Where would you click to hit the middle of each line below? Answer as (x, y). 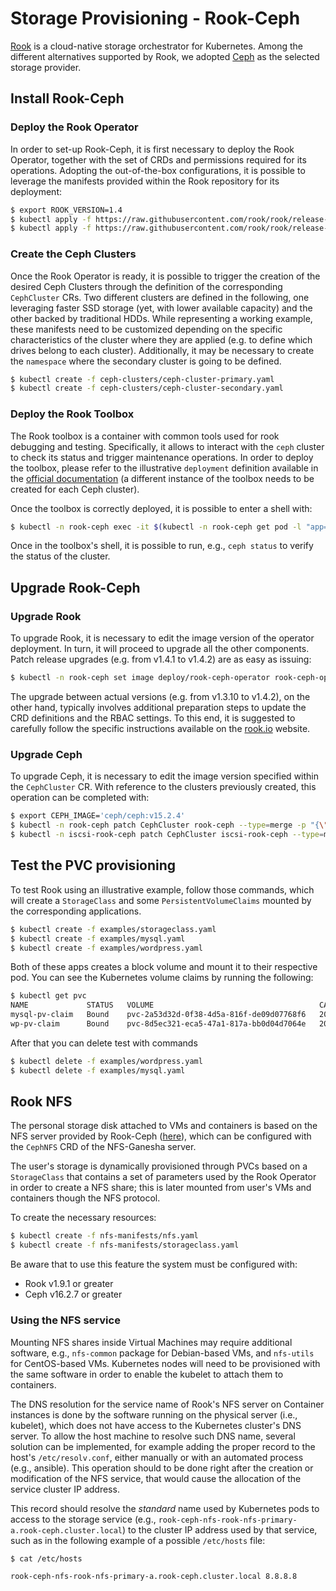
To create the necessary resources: (83, 1218)
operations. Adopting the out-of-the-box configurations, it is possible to (158, 170)
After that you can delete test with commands (104, 1043)
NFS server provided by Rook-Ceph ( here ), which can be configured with (161, 1136)
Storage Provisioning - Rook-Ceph (155, 18)
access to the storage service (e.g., (83, 1519)
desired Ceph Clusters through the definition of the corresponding (146, 286)
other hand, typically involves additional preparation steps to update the (158, 708)
